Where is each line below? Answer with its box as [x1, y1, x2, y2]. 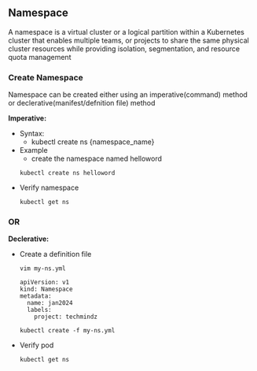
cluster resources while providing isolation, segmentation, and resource [8, 43, 240, 54]
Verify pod [19, 340, 54, 350]
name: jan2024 [27, 299, 73, 307]
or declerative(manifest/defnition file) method [8, 98, 156, 108]
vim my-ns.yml [19, 265, 66, 273]
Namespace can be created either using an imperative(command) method [8, 90, 248, 99]
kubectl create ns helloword [19, 169, 116, 177]
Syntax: [19, 129, 45, 139]
